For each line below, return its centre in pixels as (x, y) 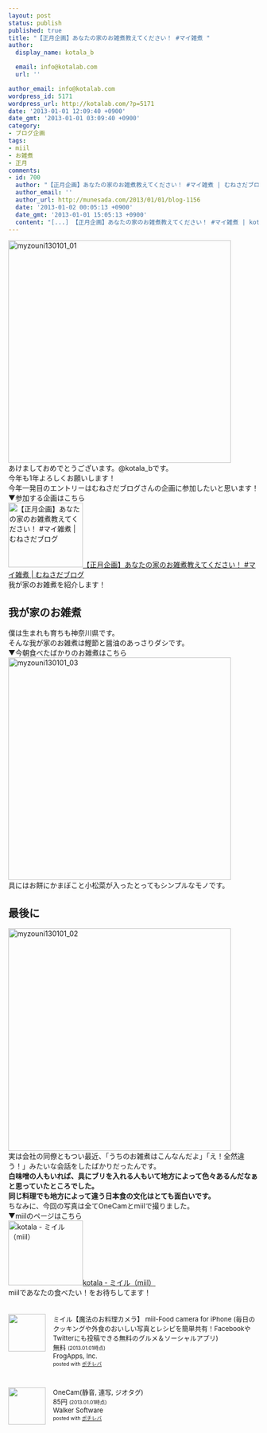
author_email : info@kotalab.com (62, 88)
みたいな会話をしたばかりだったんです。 (95, 1166)
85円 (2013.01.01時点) (80, 1402)
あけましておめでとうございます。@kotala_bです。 (91, 468)
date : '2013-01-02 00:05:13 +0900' (74, 207)
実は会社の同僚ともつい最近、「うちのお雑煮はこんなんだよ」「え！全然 (123, 1156)
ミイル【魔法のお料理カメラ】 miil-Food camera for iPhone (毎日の (154, 1319)
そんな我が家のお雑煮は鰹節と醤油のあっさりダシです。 (99, 643)
